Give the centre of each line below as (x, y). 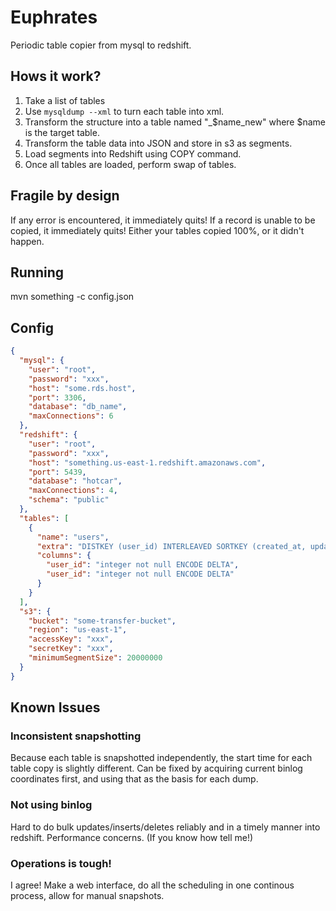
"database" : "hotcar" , (75, 481)
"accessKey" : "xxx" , (71, 639)
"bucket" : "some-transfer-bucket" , (102, 621)
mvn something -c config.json (72, 297)
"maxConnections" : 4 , (73, 491)
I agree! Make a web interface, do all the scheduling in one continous (152, 885)
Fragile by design (65, 196)
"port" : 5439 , (57, 472)
